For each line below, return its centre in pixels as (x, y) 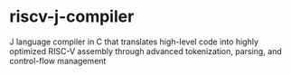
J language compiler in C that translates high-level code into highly (134, 42)
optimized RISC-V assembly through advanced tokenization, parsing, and (145, 51)
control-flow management (58, 61)
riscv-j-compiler (72, 17)
